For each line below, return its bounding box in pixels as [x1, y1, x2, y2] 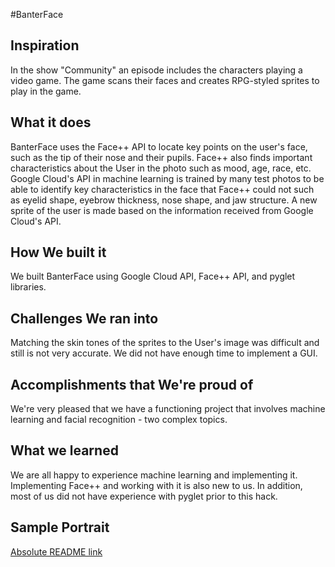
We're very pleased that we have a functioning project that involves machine [10, 403, 326, 415]
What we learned [10, 442, 119, 459]
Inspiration [10, 37, 80, 54]
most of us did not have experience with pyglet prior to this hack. [10, 490, 278, 502]
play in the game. [10, 85, 82, 97]
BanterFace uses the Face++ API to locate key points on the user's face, [10, 140, 308, 153]
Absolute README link [10, 545, 103, 558]
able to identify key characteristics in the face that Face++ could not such [10, 183, 315, 195]
